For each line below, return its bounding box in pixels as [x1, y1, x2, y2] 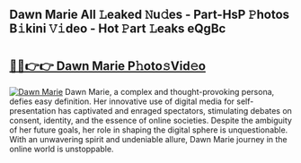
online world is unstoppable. [9, 143, 114, 154]
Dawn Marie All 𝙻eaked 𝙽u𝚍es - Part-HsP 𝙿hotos [9, 7, 290, 22]
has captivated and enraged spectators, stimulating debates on [58, 106, 292, 116]
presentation [9, 106, 57, 116]
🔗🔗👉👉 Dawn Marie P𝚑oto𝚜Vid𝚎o [9, 58, 207, 73]
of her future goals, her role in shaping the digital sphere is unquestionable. [9, 124, 288, 135]
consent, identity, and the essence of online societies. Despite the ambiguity [9, 116, 292, 125]
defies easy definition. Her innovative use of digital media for [9, 96, 235, 107]
